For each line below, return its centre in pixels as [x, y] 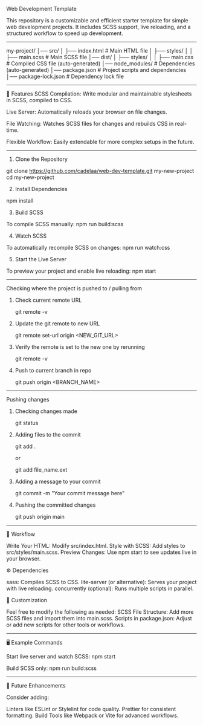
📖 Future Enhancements [36, 685]
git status [27, 423]
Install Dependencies [41, 189]
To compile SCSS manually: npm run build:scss [65, 224]
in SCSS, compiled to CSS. [39, 100]
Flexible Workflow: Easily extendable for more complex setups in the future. [100, 142]
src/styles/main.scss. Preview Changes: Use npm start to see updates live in [101, 552]
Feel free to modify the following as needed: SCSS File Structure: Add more [100, 612]
